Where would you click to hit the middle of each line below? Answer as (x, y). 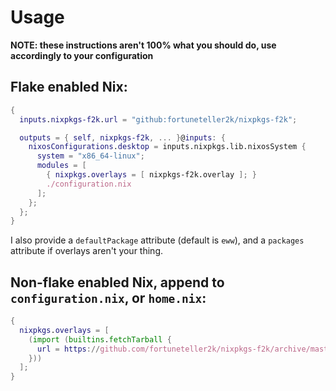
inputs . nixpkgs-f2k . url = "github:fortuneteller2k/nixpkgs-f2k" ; (158, 119)
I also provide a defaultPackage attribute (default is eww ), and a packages (157, 240)
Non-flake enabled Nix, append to (117, 282)
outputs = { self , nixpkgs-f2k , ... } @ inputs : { (122, 137)
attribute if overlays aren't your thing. (86, 251)
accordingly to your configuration (82, 55)
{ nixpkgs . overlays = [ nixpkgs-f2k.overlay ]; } (151, 175)
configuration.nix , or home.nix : (108, 297)
